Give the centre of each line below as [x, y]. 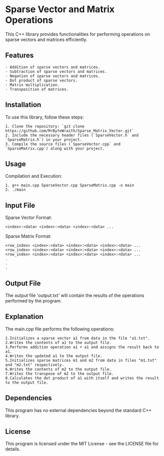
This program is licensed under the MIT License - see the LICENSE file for [82, 444]
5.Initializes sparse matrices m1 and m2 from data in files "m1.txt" [81, 360]
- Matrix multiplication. [32, 85]
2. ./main [16, 190]
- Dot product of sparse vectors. [42, 80]
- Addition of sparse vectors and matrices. [53, 67]
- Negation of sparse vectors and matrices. [53, 76]
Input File [20, 205]
